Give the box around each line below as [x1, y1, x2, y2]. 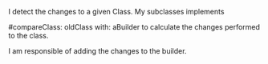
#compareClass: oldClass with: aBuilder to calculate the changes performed [8, 22, 261, 31]
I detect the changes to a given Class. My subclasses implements [8, 7, 225, 16]
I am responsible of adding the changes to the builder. [8, 46, 187, 55]
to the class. [8, 31, 49, 40]
